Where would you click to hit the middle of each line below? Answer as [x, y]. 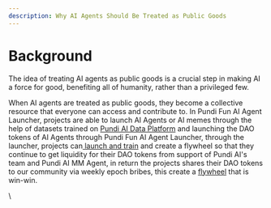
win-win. [23, 180]
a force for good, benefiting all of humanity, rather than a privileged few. [129, 87]
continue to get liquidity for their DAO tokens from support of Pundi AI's [128, 154]
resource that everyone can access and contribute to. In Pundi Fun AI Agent [135, 111]
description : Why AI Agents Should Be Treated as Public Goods [118, 16]
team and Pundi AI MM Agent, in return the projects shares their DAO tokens [136, 163]
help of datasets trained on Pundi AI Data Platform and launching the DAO [131, 128]
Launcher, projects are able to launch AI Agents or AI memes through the [130, 120]
